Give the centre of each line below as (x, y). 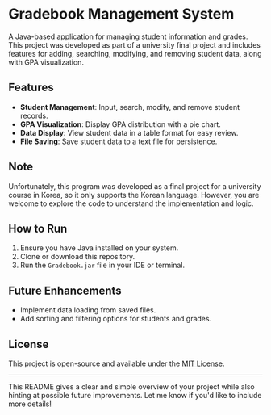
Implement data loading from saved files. (88, 310)
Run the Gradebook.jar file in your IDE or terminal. (102, 265)
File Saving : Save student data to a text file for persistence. (119, 141)
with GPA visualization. (46, 62)
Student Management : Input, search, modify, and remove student (130, 107)
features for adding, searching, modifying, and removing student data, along (135, 53)
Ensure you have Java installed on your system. (99, 248)
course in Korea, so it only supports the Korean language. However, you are (134, 195)
